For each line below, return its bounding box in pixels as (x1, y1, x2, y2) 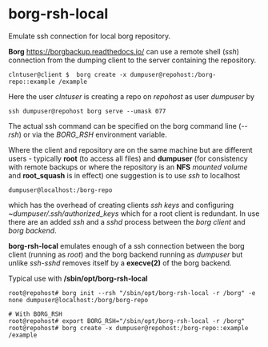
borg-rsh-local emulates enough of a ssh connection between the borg (8, 241, 246, 250)
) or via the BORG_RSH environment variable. (18, 130, 168, 139)
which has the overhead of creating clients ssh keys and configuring (8, 200, 234, 209)
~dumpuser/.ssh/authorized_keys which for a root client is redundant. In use (8, 209, 260, 218)
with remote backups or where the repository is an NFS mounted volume (8, 162, 248, 172)
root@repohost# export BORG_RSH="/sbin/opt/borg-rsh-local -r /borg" (8, 317, 246, 325)
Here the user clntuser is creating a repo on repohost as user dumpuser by (8, 91, 254, 101)
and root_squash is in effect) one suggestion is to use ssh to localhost (8, 170, 241, 180)
